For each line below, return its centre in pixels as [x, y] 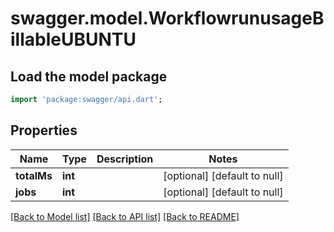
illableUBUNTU [73, 39]
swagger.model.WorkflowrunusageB [167, 18]
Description [125, 159]
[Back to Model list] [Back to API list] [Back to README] [125, 216]
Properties [44, 130]
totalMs [34, 175]
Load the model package [89, 76]
